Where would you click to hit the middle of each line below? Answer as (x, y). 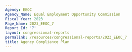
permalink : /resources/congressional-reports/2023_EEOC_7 (66, 38)
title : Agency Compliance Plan (37, 42)
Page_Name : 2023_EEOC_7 (30, 24)
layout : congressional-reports (37, 33)
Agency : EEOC (19, 10)
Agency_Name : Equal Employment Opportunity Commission (63, 14)
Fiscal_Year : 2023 (24, 19)
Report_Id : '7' (21, 28)
